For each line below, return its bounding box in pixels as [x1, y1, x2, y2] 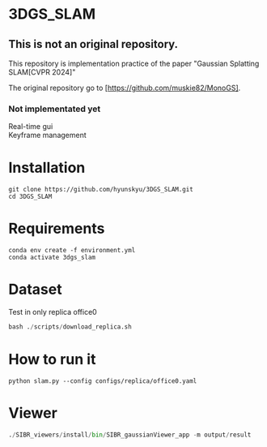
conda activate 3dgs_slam [8, 253, 95, 262]
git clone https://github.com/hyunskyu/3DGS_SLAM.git [8, 186, 194, 194]
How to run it [8, 350, 96, 369]
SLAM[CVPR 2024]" [8, 67, 76, 77]
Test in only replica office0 [8, 307, 97, 317]
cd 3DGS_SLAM [8, 192, 53, 201]
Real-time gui [8, 122, 53, 131]
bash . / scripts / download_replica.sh [8, 323, 132, 331]
